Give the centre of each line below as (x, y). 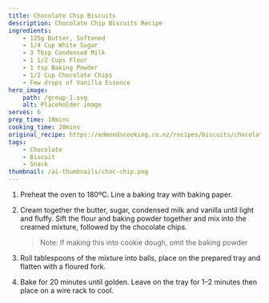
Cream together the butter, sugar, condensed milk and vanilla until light (137, 210)
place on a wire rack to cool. (66, 290)
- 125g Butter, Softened (64, 38)
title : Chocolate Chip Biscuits (62, 16)
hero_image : (28, 90)
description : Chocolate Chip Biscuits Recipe (85, 23)
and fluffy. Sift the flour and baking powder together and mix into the (133, 218)
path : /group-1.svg (55, 98)
